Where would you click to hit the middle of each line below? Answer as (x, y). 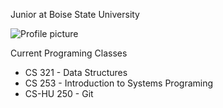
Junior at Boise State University (75, 14)
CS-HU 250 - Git (59, 93)
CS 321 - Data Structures (76, 72)
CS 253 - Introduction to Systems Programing (119, 83)
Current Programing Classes (69, 53)
